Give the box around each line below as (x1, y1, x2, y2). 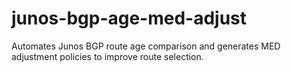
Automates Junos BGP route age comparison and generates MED (11, 40, 281, 52)
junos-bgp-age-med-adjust (11, 7, 248, 30)
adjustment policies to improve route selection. (11, 50, 204, 62)
